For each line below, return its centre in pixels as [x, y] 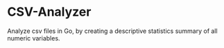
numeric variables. [34, 38]
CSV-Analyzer [49, 12]
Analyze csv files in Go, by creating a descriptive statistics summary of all [112, 31]
